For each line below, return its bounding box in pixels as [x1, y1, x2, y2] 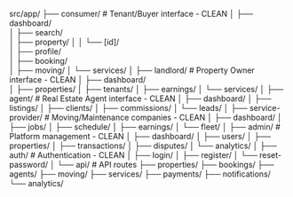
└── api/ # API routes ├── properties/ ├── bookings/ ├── [57, 160, 275, 169]
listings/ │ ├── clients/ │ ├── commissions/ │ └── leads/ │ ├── [9, 103, 249, 113]
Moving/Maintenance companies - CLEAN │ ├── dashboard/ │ [51, 112, 282, 122]
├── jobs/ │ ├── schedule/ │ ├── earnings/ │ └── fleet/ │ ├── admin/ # [9, 122, 281, 132]
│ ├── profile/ [9, 46, 62, 57]
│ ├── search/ [9, 28, 64, 37]
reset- [258, 150, 282, 160]
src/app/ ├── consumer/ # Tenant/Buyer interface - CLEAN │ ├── [9, 9, 254, 19]
